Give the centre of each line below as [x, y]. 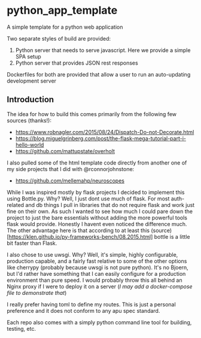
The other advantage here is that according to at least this [78, 230]
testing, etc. [22, 328]
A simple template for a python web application [65, 27]
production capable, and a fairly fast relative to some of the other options [97, 261]
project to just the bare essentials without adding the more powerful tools [97, 217]
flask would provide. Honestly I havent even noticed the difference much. [97, 224]
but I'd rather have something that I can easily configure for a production [96, 273]
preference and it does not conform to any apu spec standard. [83, 310]
